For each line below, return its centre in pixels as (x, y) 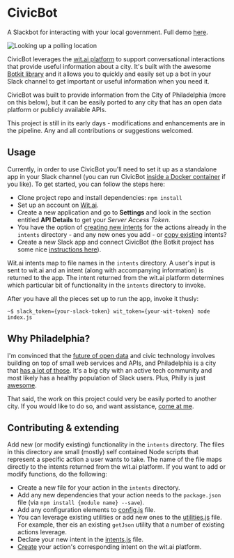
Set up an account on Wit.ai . (58, 205)
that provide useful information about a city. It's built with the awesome (109, 66)
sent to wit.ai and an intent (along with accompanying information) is (106, 270)
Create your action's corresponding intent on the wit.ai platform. (109, 547)
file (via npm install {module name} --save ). (81, 502)
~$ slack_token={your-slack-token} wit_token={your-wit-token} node (109, 311)
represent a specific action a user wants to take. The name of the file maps (115, 459)
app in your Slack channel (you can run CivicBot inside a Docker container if (117, 176)
